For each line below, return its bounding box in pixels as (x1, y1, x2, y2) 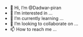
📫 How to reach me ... (10, 26, 57, 32)
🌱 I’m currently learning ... (10, 15, 64, 21)
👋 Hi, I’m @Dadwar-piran (10, 5, 61, 10)
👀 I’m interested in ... (10, 10, 53, 16)
